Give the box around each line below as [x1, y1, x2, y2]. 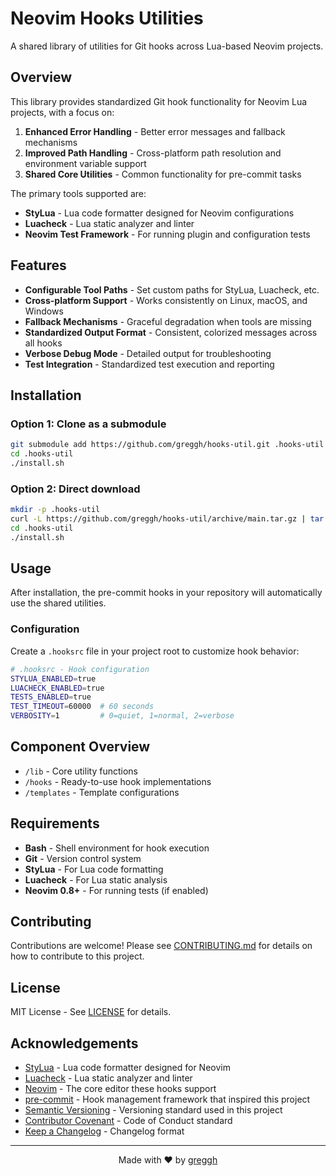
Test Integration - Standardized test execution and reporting [24, 358, 275, 370]
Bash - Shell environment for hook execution [24, 842, 210, 854]
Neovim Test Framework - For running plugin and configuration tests [24, 228, 311, 240]
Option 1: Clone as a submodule [10, 417, 167, 431]
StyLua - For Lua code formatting [24, 863, 164, 875]
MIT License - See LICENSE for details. [10, 1006, 172, 1018]
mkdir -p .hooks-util [10, 505, 101, 515]
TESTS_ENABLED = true [10, 692, 92, 702]
